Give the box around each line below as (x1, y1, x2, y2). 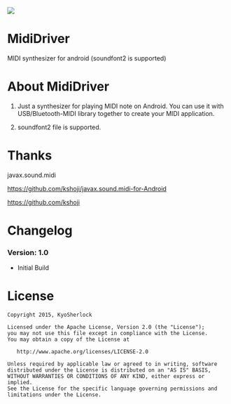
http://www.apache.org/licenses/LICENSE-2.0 (16, 348, 149, 356)
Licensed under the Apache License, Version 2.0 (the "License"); (7, 324, 205, 331)
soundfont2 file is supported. (17, 123, 101, 131)
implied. (7, 379, 33, 386)
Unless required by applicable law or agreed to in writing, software (7, 360, 218, 368)
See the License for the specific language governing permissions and (7, 385, 218, 393)
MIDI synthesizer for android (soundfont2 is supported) (7, 53, 167, 63)
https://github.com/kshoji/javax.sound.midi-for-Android (7, 184, 167, 193)
